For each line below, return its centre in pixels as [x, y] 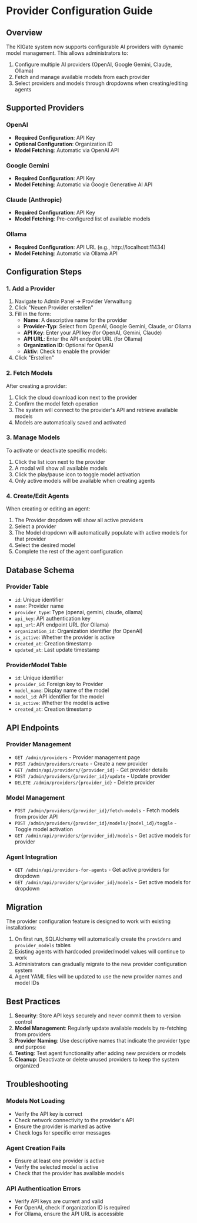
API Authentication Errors [44, 1188]
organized [27, 1066]
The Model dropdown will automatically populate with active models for [101, 533]
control [23, 1022]
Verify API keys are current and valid [59, 1201]
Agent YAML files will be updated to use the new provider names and [98, 977]
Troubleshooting [37, 1084]
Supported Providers [45, 108]
